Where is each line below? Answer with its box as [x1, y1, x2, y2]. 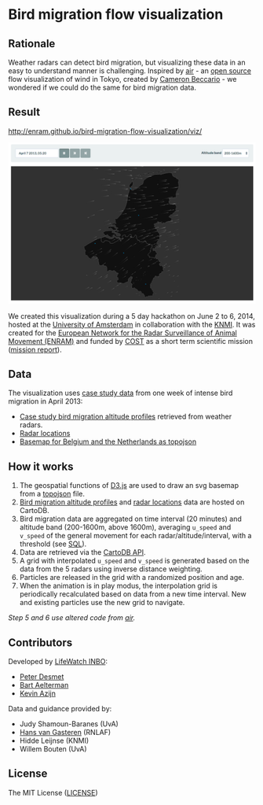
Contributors [8, 636, 73, 649]
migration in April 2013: [8, 397, 83, 406]
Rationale [8, 37, 56, 50]
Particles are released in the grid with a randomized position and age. [19, 573, 245, 582]
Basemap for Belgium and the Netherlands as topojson [19, 437, 197, 446]
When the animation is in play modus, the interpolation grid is [19, 581, 218, 591]
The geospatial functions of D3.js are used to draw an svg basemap [19, 481, 239, 490]
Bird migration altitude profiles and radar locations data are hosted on [19, 497, 245, 507]
